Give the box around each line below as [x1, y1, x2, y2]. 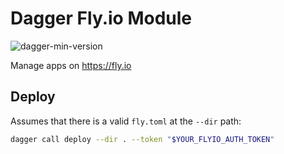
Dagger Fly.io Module [10, 7, 193, 30]
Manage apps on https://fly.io [10, 59, 132, 71]
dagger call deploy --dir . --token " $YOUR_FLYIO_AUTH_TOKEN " [10, 134, 275, 144]
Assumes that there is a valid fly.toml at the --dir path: [10, 115, 242, 127]
